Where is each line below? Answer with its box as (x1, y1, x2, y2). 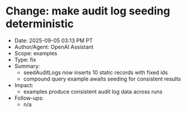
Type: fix (14, 56, 37, 63)
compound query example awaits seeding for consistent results (23, 75, 181, 82)
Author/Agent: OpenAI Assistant (14, 43, 94, 50)
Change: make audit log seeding (5, 4, 171, 18)
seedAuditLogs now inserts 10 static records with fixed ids (23, 69, 168, 76)
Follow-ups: (14, 94, 44, 102)
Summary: (14, 62, 40, 70)
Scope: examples (14, 49, 58, 56)
